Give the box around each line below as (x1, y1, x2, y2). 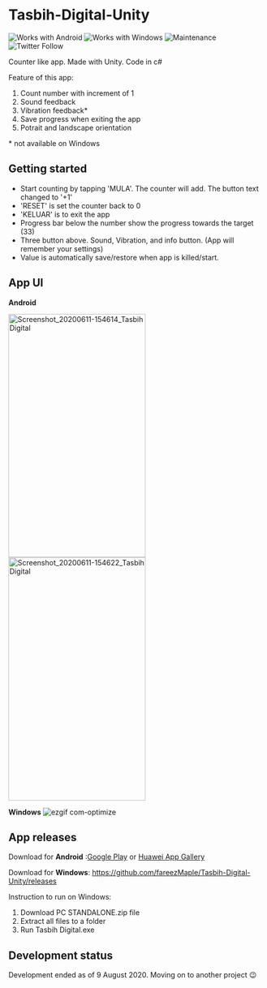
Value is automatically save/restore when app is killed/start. (19, 252, 219, 262)
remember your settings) (19, 243, 104, 253)
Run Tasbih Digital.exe (19, 925, 95, 934)
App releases (8, 830, 77, 844)
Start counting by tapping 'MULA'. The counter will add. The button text (19, 183, 260, 193)
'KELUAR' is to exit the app (19, 209, 110, 219)
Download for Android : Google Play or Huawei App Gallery (8, 852, 205, 861)
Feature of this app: (8, 72, 74, 82)
